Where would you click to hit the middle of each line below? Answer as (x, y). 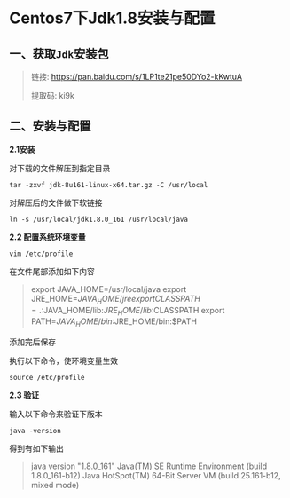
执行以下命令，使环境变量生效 (63, 361)
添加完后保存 (32, 342)
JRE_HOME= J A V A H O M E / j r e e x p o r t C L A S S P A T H (116, 300)
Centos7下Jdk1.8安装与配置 (112, 18)
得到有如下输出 (36, 448)
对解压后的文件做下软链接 (56, 202)
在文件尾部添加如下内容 (52, 271)
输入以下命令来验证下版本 (56, 415)
